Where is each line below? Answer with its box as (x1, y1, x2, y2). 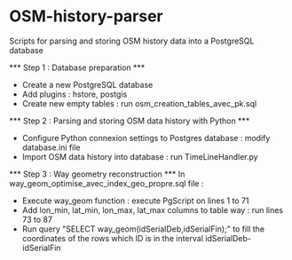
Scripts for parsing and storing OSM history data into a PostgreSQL (9, 35, 255, 46)
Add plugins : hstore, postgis (21, 89, 128, 99)
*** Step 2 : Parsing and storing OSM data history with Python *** (9, 115, 250, 126)
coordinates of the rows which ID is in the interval (21, 232, 204, 243)
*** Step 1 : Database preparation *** (9, 62, 146, 73)
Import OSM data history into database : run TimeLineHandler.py (21, 151, 259, 162)
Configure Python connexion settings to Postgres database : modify (21, 132, 271, 143)
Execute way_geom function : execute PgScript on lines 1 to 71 (21, 195, 250, 206)
